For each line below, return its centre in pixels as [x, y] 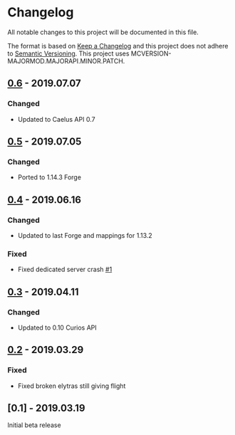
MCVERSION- [151, 53]
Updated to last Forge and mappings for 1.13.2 [85, 235]
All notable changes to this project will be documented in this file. [103, 32]
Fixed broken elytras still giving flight [72, 386]
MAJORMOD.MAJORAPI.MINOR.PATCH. [66, 61]
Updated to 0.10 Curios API [57, 327]
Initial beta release [35, 425]
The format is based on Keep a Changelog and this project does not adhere [118, 46]
